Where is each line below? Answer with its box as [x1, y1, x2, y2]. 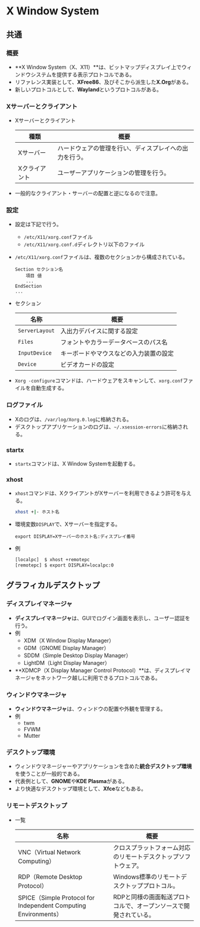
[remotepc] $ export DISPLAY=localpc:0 [14, 562, 114, 568]
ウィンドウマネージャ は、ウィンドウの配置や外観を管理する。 [14, 705, 166, 712]
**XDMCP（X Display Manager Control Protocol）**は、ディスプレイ [14, 667, 186, 674]
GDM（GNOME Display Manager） [23, 644, 110, 651]
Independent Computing [17, 901, 86, 910]
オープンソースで [136, 901, 185, 910]
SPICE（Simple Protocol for [17, 894, 95, 902]
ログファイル [6, 401, 43, 409]
